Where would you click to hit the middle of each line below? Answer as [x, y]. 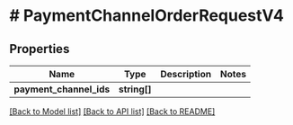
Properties [40, 49]
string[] [135, 89]
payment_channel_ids [62, 89]
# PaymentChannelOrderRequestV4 [147, 16]
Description [186, 74]
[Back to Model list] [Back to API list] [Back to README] [112, 112]
